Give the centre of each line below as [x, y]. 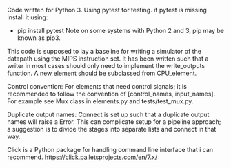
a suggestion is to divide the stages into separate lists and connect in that [112, 129]
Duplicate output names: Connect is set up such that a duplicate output [108, 114]
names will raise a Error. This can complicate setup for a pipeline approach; [114, 122]
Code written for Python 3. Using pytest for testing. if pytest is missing [107, 10]
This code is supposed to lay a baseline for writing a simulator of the [104, 51]
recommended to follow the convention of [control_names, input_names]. [111, 94]
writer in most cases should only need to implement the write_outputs [106, 66]
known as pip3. [39, 38]
